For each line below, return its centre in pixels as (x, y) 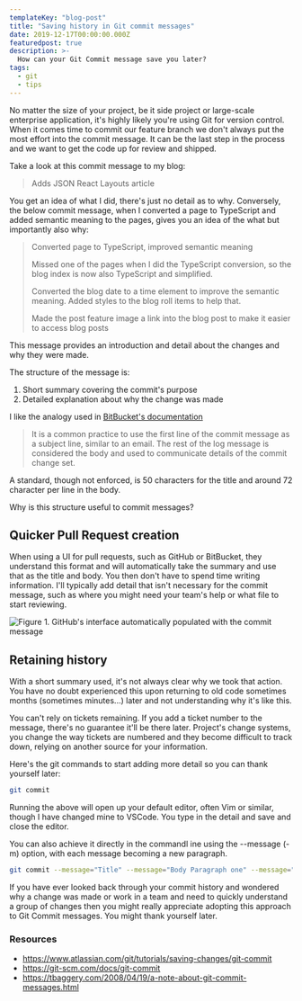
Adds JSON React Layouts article (93, 183)
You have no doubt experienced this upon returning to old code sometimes (148, 691)
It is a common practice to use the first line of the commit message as (160, 433)
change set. (53, 462)
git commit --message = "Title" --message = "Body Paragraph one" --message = (151, 870)
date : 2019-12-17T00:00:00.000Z (70, 34)
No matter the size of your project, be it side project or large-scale (132, 110)
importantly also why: (49, 229)
